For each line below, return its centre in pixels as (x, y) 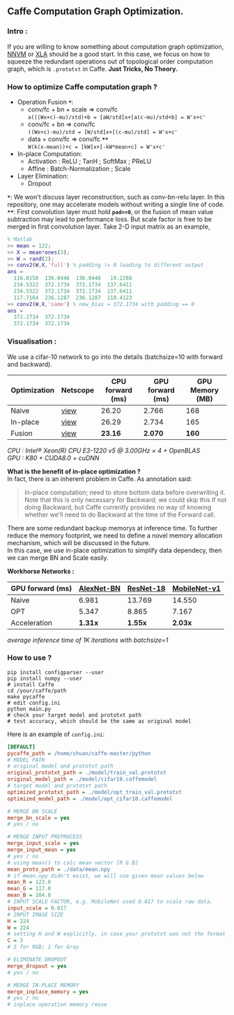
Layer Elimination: (42, 176)
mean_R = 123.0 (29, 882)
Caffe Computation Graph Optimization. (95, 12)
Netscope (78, 390)
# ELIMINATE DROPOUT (37, 960)
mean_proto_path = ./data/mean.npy (59, 869)
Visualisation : (32, 342)
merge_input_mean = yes (42, 850)
